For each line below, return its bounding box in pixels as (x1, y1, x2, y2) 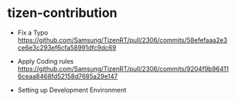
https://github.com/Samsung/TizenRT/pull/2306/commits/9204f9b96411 (17, 64, 229, 73)
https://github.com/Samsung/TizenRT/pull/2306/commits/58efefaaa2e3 (17, 35, 228, 44)
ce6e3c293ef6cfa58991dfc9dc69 (17, 43, 117, 52)
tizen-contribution (7, 5, 118, 21)
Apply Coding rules (17, 57, 74, 65)
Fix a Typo (17, 28, 48, 37)
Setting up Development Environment (17, 85, 127, 94)
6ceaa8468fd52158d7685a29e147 (17, 72, 118, 81)
